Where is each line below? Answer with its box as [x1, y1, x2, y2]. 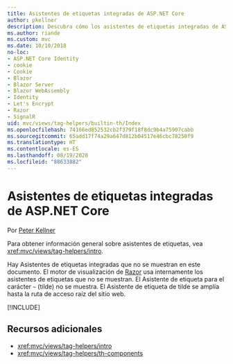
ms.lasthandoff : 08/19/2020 [7, 152, 89, 159]
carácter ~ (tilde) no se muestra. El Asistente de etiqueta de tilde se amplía [7, 282, 220, 291]
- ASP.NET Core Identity [7, 55, 79, 62]
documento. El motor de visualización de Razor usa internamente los [7, 268, 203, 276]
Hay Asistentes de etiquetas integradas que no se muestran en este [7, 260, 201, 268]
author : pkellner [7, 17, 58, 24]
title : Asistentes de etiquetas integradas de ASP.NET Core [7, 10, 185, 17]
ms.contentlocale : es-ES [7, 146, 79, 153]
